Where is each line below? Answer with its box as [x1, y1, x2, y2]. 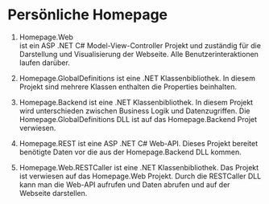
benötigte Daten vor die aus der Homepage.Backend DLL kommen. [19, 147, 242, 157]
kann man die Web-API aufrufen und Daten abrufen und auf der [19, 179, 230, 190]
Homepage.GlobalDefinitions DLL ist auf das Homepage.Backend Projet [19, 114, 258, 124]
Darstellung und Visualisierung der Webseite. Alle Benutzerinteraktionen [19, 49, 259, 59]
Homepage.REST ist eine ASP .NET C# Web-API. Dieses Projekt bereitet [19, 138, 259, 148]
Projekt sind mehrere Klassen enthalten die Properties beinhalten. [19, 82, 238, 92]
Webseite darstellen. [19, 188, 88, 198]
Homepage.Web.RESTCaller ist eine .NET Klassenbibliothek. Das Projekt [19, 162, 259, 172]
